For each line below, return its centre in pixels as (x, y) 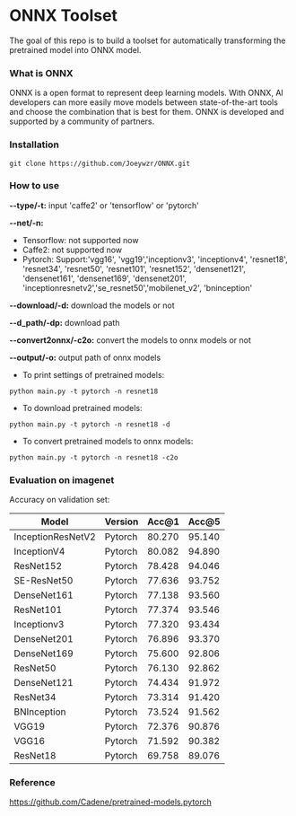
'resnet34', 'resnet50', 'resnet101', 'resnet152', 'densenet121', (134, 268)
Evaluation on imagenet (62, 479)
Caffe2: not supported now (72, 250)
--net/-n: (26, 223)
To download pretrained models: (82, 408)
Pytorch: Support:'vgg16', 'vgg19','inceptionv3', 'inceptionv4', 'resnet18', (155, 259)
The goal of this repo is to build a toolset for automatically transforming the (148, 40)
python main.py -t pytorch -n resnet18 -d (90, 424)
